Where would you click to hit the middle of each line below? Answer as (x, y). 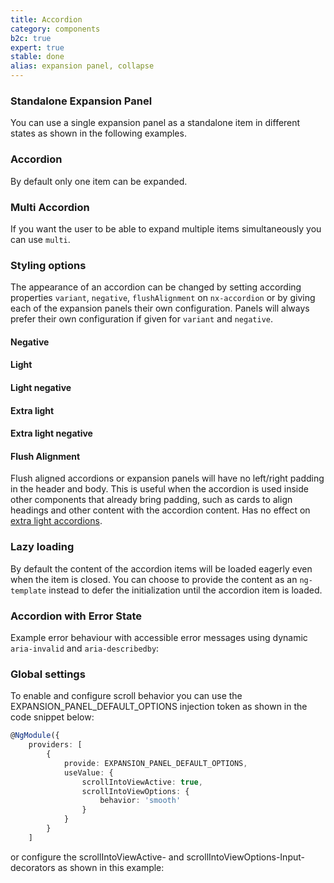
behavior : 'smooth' (140, 801)
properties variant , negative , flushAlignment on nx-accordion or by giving (163, 298)
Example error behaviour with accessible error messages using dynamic (159, 637)
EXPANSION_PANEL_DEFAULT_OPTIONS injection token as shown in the (159, 707)
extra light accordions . (56, 521)
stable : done (37, 57)
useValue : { (88, 772)
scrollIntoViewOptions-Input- (245, 857)
